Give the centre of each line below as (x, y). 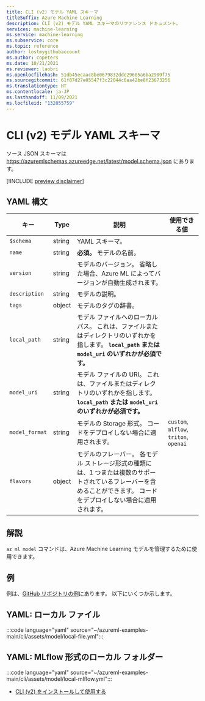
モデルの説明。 (99, 294)
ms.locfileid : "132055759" (41, 103)
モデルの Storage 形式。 (111, 424)
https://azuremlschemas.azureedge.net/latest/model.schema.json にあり (98, 161)
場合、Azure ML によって (119, 274)
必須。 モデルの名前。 (109, 253)
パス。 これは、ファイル (112, 326)
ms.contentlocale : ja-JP (38, 92)
